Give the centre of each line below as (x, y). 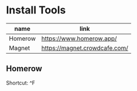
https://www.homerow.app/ (79, 38)
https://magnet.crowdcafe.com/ (85, 48)
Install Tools (36, 10)
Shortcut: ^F (21, 83)
